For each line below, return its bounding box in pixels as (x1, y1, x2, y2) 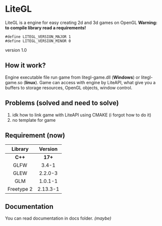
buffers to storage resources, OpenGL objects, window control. (5, 85, 133, 90)
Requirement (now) (5, 131, 65, 139)
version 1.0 (5, 47, 27, 53)
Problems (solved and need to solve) (5, 99, 119, 107)
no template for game (12, 117, 56, 123)
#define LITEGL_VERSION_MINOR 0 (5, 38, 71, 44)
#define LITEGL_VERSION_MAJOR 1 (5, 34, 71, 39)
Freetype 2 (7, 186, 33, 193)
